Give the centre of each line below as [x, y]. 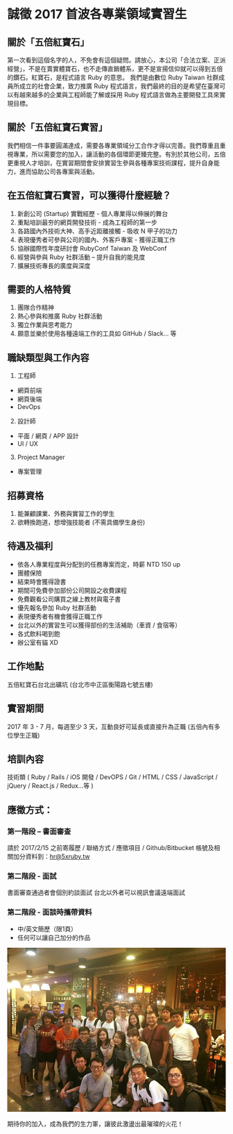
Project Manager [41, 457]
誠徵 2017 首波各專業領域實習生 [97, 14]
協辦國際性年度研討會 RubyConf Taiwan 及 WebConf [92, 248]
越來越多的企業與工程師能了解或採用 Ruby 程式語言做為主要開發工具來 [119, 95]
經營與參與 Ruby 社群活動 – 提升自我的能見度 [81, 257]
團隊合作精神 [35, 308]
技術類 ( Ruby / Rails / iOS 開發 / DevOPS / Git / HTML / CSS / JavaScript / [113, 777]
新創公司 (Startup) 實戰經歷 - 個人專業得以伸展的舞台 [93, 213]
